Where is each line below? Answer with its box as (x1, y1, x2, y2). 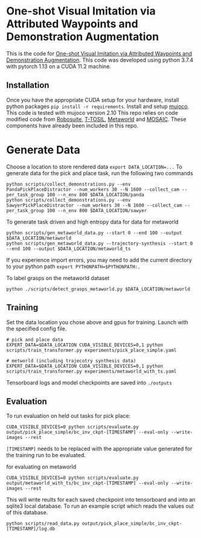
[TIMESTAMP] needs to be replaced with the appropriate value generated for (6, 445, 193, 452)
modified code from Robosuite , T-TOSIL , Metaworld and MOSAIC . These (6, 115, 187, 123)
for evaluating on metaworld (6, 463, 77, 470)
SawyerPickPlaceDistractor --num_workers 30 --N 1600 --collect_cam (6, 202, 182, 208)
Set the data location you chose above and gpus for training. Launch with (6, 318, 189, 325)
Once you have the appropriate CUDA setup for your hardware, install (6, 96, 179, 103)
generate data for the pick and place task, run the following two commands (6, 169, 193, 176)
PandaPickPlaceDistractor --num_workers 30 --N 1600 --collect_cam (6, 186, 180, 193)
